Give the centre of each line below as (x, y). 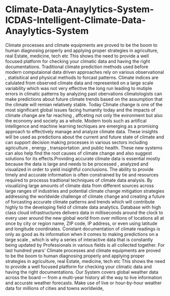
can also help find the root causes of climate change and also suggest (79, 153)
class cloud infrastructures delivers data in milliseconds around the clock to (84, 213)
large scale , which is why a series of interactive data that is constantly (79, 240)
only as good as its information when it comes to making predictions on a (82, 234)
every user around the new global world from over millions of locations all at (85, 218)
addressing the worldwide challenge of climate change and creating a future (85, 196)
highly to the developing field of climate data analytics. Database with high (83, 207)
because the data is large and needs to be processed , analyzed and (77, 164)
